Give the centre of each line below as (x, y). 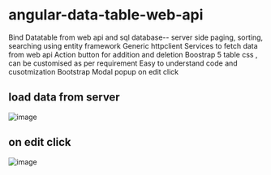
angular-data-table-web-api (106, 15)
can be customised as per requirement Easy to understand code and (123, 63)
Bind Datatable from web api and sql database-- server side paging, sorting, (136, 37)
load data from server (64, 98)
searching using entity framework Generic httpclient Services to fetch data (133, 45)
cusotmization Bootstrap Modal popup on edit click (94, 71)
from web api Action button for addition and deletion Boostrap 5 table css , (133, 54)
